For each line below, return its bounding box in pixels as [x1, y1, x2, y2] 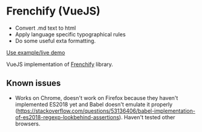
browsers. [15, 120, 41, 127]
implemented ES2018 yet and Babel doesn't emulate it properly [15, 101, 173, 108]
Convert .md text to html [15, 24, 76, 31]
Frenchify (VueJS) [6, 4, 101, 18]
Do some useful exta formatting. [15, 37, 96, 44]
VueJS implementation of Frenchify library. [6, 61, 113, 68]
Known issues [6, 78, 61, 88]
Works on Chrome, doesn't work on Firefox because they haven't [15, 94, 178, 101]
